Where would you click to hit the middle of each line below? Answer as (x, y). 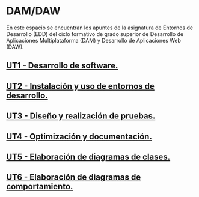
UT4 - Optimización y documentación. (79, 136)
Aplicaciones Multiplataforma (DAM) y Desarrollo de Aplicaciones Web (94, 40)
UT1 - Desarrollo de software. (62, 66)
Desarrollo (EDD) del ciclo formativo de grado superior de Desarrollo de (95, 34)
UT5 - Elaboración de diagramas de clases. (88, 156)
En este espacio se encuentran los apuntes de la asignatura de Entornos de (100, 28)
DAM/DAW (33, 11)
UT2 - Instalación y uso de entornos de (81, 86)
